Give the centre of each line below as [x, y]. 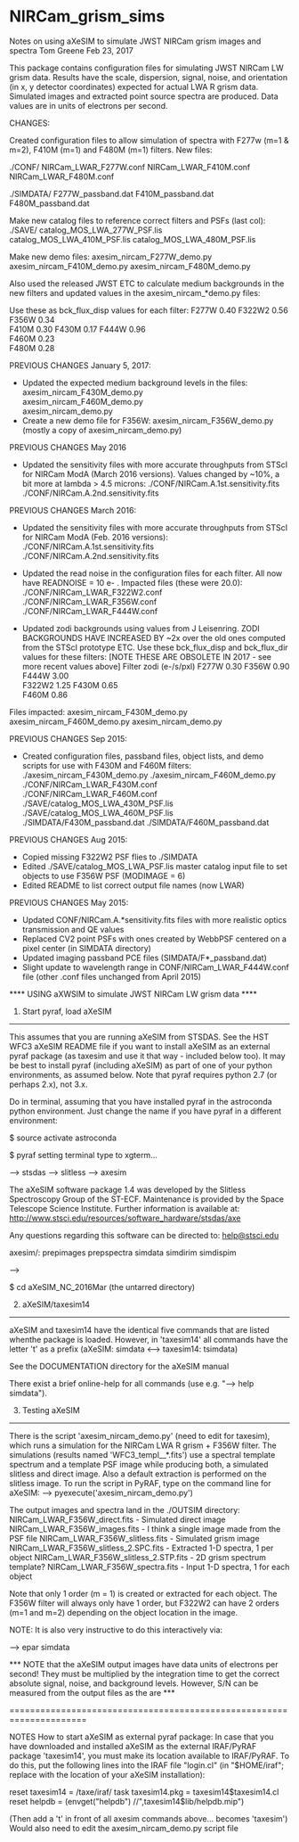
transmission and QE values [73, 929]
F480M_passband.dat [50, 203]
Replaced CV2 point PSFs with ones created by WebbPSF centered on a [154, 939]
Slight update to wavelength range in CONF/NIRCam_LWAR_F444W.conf [155, 967]
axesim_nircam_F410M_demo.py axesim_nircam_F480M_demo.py [130, 266]
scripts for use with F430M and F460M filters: [106, 765]
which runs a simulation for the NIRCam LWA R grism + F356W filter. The [143, 1445]
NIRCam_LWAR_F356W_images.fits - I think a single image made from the [145, 1529]
